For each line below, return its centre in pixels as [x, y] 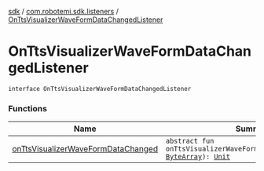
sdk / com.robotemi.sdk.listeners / [64, 11]
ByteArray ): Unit [198, 157]
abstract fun [190, 141]
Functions [27, 108]
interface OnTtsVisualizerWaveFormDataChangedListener [100, 89]
